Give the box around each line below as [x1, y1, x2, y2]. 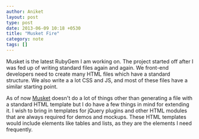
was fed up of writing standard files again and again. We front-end [6, 64, 169, 71]
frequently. [6, 125, 33, 133]
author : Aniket [6, 8, 44, 15]
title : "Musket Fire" [6, 31, 60, 37]
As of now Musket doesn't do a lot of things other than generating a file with [6, 94, 193, 101]
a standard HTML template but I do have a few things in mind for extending [6, 101, 189, 108]
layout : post [6, 14, 39, 20]
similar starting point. [6, 83, 58, 90]
